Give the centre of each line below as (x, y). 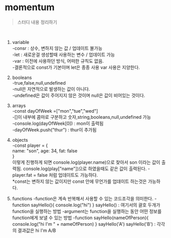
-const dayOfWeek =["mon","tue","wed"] (55, 111)
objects (20, 140)
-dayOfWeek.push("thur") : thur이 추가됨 (54, 129)
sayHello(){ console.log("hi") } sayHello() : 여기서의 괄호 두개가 (95, 205)
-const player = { (30, 145)
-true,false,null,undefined (39, 83)
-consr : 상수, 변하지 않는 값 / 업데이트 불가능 (57, 48)
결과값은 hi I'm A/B (37, 230)
